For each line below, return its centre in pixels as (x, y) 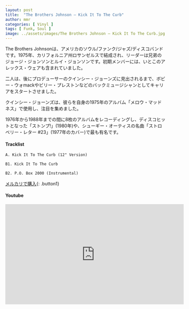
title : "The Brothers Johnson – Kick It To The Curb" (65, 15)
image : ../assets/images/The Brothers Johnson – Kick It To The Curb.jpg (85, 34)
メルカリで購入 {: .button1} (32, 183)
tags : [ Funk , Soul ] (28, 29)
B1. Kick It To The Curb (32, 164)
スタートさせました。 (36, 91)
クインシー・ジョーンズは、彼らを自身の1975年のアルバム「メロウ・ (77, 102)
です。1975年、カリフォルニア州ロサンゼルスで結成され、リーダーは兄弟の (84, 55)
